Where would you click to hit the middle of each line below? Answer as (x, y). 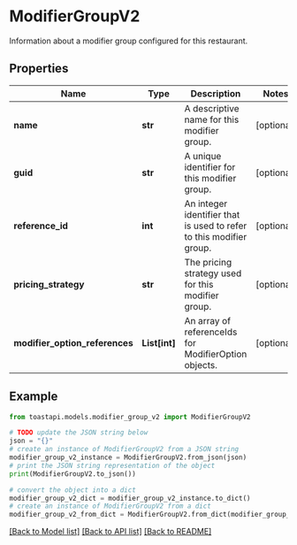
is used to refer (216, 226)
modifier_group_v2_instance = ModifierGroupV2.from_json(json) (128, 457)
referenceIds (211, 332)
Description (216, 93)
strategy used (213, 273)
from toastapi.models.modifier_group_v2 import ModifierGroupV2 (130, 417)
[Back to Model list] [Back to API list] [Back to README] (110, 532)
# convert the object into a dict (73, 490)
